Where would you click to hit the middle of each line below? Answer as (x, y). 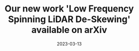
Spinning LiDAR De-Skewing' (69, 19)
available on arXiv (69, 30)
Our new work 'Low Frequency (69, 9)
